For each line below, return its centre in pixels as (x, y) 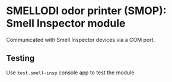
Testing (20, 58)
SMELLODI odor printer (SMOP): (87, 11)
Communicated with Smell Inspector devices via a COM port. (81, 40)
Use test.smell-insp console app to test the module (70, 73)
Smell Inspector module (66, 23)
